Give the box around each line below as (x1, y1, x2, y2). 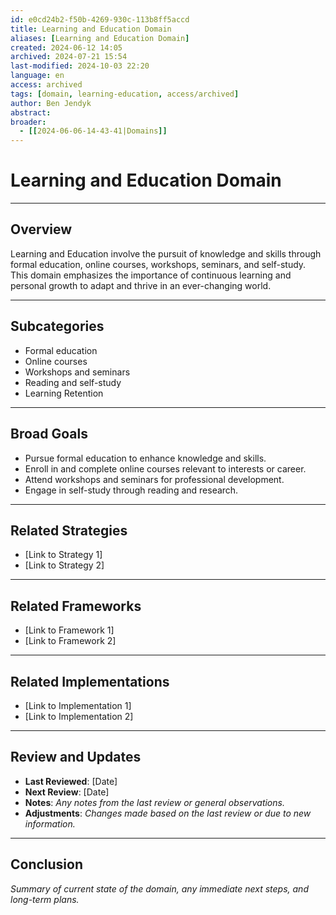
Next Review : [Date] (24, 786, 110, 798)
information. (24, 817, 76, 830)
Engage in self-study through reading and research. (24, 484, 239, 496)
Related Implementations (10, 673, 170, 690)
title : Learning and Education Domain (10, 24, 172, 34)
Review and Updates (10, 749, 142, 766)
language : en (10, 71, 65, 81)
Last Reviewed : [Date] (24, 775, 118, 787)
